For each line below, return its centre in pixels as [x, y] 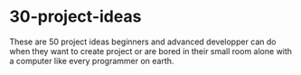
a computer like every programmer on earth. [92, 61]
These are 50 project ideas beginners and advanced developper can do [143, 42]
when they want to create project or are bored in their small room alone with [150, 51]
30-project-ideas [75, 17]
